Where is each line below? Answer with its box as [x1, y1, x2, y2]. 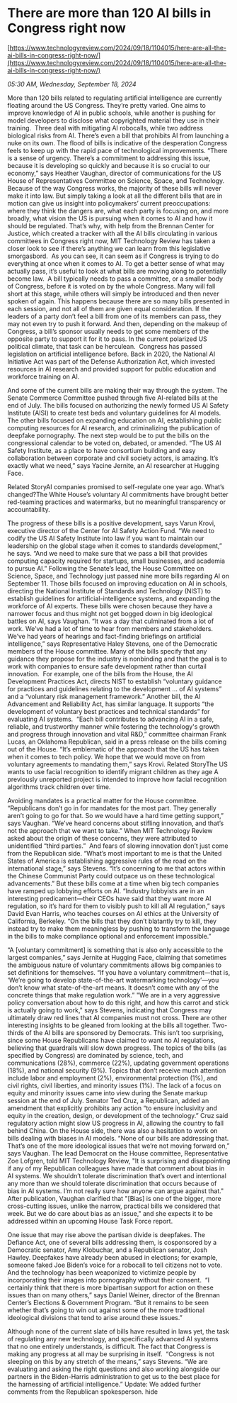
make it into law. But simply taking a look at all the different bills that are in [7, 191, 223, 200]
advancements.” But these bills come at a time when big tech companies [7, 879, 219, 888]
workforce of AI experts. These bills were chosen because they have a [7, 601, 213, 610]
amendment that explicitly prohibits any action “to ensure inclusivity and [7, 1104, 218, 1112]
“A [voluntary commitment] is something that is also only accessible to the [7, 945, 224, 954]
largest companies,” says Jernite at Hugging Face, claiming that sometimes [7, 953, 227, 961]
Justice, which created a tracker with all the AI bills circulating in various [7, 229, 218, 237]
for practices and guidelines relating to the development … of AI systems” [7, 684, 222, 693]
